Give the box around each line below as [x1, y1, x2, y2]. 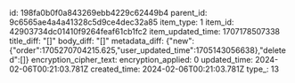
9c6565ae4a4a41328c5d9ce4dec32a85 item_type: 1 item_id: [9, 17, 234, 27]
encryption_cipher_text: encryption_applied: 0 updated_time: [30, 55, 254, 64]
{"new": [166, 35, 194, 46]
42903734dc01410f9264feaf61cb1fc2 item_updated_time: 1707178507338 [9, 26, 281, 36]
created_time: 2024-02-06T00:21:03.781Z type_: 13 [90, 64, 279, 74]
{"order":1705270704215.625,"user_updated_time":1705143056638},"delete [9, 45, 287, 56]
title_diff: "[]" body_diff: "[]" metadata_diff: [9, 35, 165, 46]
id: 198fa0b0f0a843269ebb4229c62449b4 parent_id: [9, 8, 208, 18]
